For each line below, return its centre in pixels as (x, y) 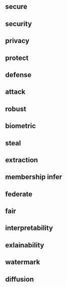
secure (16, 7)
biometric (20, 126)
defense (18, 75)
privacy (17, 41)
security (18, 24)
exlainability (25, 245)
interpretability (29, 228)
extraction (22, 160)
